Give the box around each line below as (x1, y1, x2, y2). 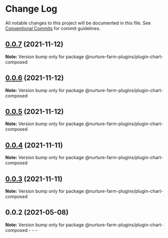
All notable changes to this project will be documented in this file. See (5, 20, 151, 26)
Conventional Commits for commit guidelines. (5, 25, 100, 31)
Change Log (5, 3, 57, 15)
